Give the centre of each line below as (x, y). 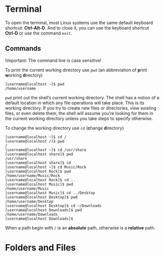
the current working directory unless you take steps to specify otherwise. (79, 118)
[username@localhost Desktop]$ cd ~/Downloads (53, 206)
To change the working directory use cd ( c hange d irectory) (64, 128)
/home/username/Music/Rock (33, 175)
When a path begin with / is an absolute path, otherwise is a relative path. (80, 228)
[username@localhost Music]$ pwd (39, 184)
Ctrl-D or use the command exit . (39, 33)
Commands (23, 48)
